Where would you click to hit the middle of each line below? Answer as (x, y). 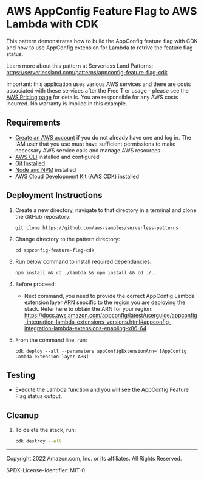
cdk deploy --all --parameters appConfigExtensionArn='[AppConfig (101, 351)
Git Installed (30, 163)
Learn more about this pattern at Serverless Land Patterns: (80, 66)
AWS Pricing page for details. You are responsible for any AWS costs (92, 97)
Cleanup (23, 415)
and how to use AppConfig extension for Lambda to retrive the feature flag (100, 48)
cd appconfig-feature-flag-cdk (55, 250)
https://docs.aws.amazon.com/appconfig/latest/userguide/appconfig (110, 315)
